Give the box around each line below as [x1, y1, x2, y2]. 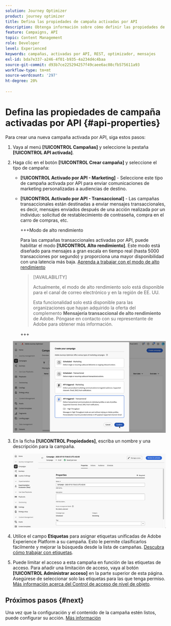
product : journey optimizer [5, 13, 65, 19]
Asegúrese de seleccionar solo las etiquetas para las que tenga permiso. [12, 575, 165, 582]
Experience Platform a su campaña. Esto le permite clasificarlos [12, 539, 147, 545]
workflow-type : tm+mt [5, 67, 51, 73]
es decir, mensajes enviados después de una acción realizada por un [20, 206, 165, 212]
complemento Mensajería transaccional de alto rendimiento [33, 310, 161, 316]
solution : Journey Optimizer [5, 8, 67, 13]
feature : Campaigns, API [5, 30, 58, 35]
